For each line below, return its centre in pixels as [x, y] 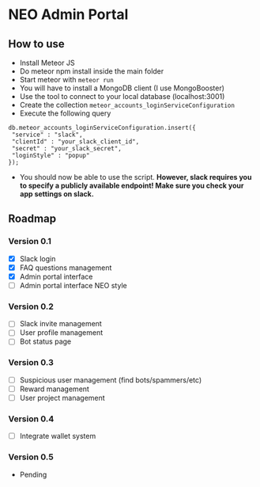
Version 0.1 [30, 242]
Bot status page [45, 341]
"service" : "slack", [47, 135]
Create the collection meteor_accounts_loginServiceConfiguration [127, 105]
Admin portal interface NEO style [73, 285]
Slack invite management [61, 324]
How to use [36, 44]
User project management [62, 398]
